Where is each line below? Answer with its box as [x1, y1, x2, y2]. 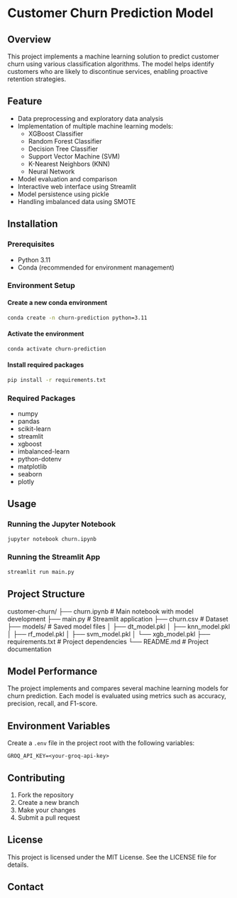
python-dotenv [17, 454, 62, 463]
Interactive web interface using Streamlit [17, 182, 137, 191]
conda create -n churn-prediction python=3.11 [7, 314, 148, 321]
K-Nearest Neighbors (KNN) [28, 159, 110, 168]
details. [7, 860, 29, 869]
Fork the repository [17, 791, 75, 799]
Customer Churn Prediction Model [7, 5, 214, 21]
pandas [17, 417, 40, 425]
